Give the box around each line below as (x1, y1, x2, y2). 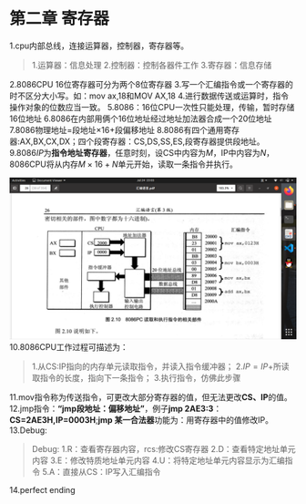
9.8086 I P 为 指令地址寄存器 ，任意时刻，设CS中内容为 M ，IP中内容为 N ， (9, 147, 275, 158)
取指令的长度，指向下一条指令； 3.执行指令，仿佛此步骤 (31, 373, 241, 384)
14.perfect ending (9, 485, 76, 496)
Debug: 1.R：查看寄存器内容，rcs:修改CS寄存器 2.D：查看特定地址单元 (31, 444, 296, 455)
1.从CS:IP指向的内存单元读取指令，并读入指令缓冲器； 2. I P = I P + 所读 (31, 361, 290, 372)
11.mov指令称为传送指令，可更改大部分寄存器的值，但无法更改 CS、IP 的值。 (9, 392, 293, 403)
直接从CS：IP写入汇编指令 (62, 467, 161, 478)
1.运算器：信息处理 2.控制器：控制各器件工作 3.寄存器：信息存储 (31, 59, 272, 70)
